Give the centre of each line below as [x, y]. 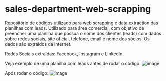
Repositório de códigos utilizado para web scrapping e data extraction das [82, 23]
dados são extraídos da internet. [38, 44]
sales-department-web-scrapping [78, 9]
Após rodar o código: [27, 73]
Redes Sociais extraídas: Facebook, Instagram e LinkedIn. [64, 54]
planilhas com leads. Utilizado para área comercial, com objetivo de [75, 28]
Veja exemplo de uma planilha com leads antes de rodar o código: [73, 63]
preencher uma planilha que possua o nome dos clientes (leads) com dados [83, 33]
